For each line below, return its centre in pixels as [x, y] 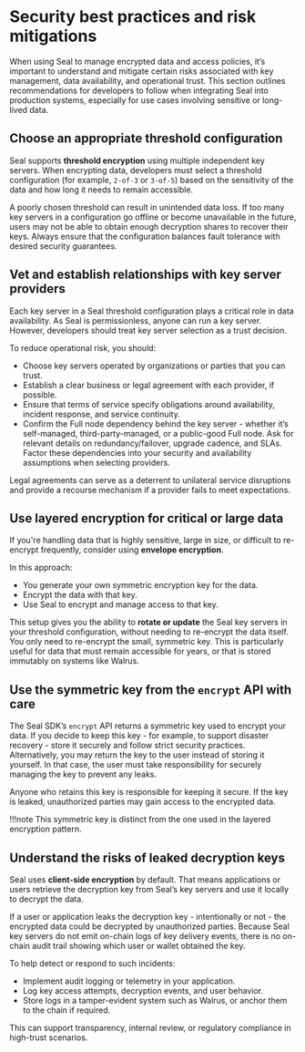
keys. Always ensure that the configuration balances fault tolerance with [145, 236]
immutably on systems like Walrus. [74, 661]
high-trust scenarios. [49, 1037]
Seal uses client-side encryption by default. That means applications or [145, 880]
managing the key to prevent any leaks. [83, 774]
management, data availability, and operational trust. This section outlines [147, 80]
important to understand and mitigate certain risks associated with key [142, 71]
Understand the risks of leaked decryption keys [147, 857]
